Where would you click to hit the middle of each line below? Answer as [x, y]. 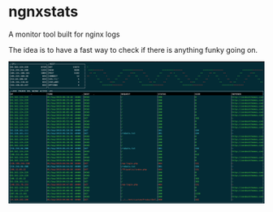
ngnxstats [43, 12]
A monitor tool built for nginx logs [64, 34]
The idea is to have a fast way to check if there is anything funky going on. [133, 50]
